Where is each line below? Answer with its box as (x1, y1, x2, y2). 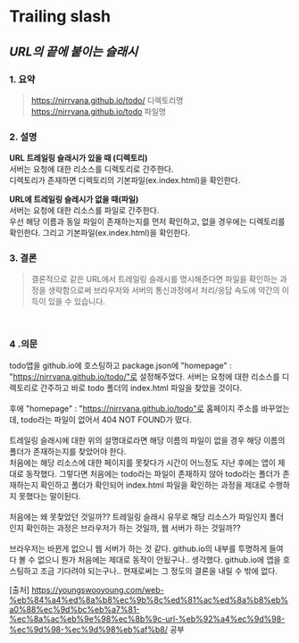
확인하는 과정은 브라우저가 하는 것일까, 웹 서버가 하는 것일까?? (25, 522, 241, 533)
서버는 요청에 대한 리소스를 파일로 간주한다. (9, 205, 160, 216)
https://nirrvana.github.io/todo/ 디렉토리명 (30, 95, 184, 105)
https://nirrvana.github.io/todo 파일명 (30, 105, 167, 117)
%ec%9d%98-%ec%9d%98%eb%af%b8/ (9, 623, 168, 635)
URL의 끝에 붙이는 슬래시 (9, 44, 138, 59)
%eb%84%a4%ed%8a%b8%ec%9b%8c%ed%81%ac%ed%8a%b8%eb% (9, 594, 288, 605)
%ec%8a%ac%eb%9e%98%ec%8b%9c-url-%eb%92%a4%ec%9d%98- (9, 614, 286, 624)
